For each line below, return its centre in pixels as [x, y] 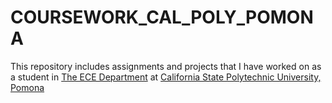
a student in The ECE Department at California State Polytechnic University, [166, 77]
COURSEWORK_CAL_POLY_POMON [162, 17]
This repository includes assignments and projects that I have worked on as [166, 66]
